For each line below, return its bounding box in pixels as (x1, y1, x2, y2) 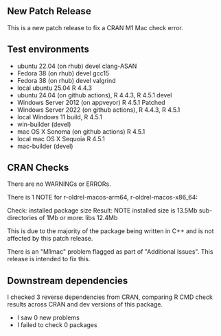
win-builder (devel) (16, 120, 71, 128)
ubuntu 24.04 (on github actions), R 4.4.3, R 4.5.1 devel (16, 91, 172, 99)
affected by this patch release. (7, 235, 93, 243)
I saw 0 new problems (16, 313, 80, 322)
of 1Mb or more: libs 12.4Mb (38, 214, 118, 222)
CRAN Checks (7, 162, 69, 173)
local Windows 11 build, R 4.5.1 (16, 112, 103, 121)
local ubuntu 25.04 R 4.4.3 (16, 84, 93, 92)
